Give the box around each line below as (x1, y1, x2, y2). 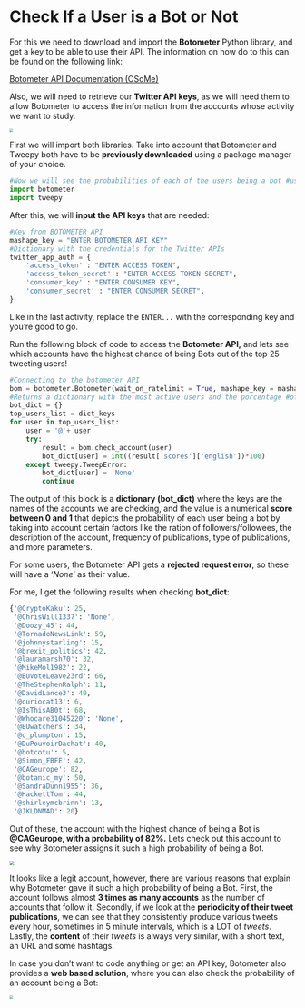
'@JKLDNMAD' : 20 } (13, 807, 79, 816)
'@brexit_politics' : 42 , (13, 646, 107, 655)
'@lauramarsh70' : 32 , (13, 654, 95, 664)
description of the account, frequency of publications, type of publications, (9, 532, 290, 543)
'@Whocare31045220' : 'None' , (13, 714, 124, 724)
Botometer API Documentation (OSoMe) (9, 73, 159, 84)
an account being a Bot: (9, 977, 99, 988)
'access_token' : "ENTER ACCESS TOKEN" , (25, 261, 181, 270)
